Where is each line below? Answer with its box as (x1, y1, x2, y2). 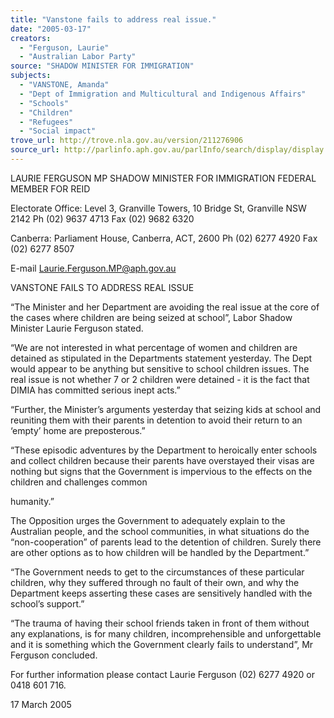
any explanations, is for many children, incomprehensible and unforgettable (10, 627, 322, 640)
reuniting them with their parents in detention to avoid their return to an (10, 414, 303, 426)
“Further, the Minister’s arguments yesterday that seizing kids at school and (10, 403, 322, 415)
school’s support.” (10, 597, 85, 610)
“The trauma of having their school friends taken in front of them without (10, 617, 310, 629)
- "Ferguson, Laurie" (19, 42, 110, 53)
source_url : (10, 145, 60, 155)
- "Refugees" (19, 117, 74, 127)
